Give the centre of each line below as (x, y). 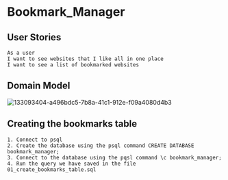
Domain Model (39, 86)
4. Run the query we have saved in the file (72, 164)
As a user (21, 53)
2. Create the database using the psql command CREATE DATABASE (101, 145)
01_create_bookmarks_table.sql (52, 169)
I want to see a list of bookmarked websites (73, 65)
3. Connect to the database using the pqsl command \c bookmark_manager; (115, 157)
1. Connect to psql (35, 140)
